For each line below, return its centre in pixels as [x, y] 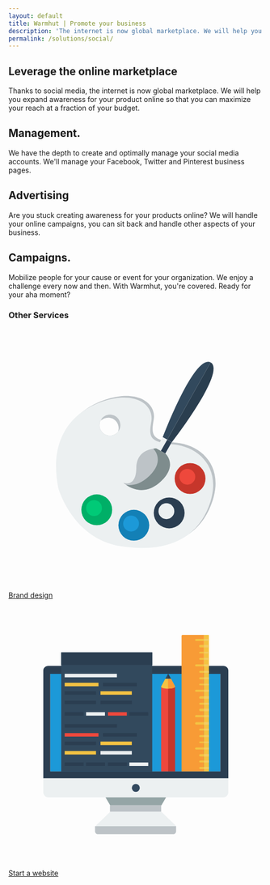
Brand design [31, 595]
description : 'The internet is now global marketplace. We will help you [135, 31]
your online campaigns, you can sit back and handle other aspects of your [132, 223]
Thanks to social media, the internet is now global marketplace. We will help [135, 91]
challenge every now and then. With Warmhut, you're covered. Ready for [130, 286]
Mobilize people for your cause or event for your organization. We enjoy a [131, 277]
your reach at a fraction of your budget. [74, 108]
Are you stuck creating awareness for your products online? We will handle [133, 215]
